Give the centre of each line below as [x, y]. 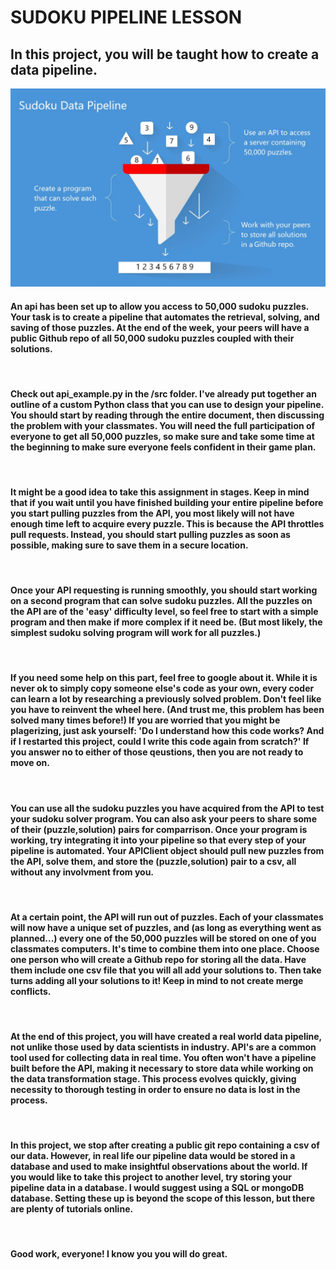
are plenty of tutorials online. [72, 1209]
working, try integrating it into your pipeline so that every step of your [158, 840]
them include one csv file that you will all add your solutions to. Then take [166, 970]
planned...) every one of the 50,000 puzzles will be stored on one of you [163, 938]
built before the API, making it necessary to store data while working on [162, 1068]
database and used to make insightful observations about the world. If [159, 1167]
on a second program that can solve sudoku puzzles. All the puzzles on [161, 601]
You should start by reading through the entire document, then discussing [167, 415]
